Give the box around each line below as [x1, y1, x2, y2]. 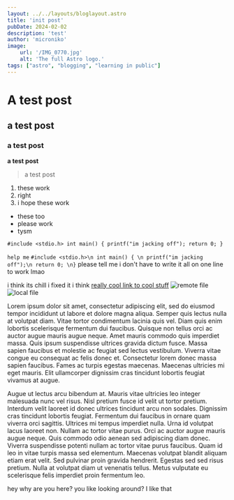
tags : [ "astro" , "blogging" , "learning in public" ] [7, 62, 161, 69]
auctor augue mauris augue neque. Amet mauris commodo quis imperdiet [7, 331, 220, 340]
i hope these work [17, 198, 70, 206]
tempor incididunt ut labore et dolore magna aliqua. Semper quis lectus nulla [7, 309, 227, 317]
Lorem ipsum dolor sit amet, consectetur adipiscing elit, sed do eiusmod [7, 301, 215, 310]
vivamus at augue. [7, 376, 61, 384]
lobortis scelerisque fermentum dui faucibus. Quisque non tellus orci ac [7, 324, 213, 332]
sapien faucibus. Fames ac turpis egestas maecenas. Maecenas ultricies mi [7, 361, 225, 370]
